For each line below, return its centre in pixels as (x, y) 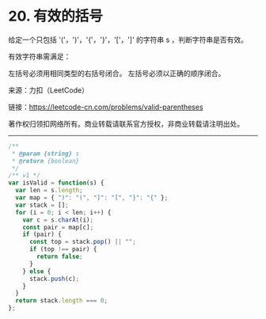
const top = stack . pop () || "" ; (82, 242)
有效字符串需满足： (40, 56)
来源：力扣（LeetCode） (49, 90)
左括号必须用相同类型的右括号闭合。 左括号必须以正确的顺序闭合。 (117, 73)
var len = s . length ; (49, 191)
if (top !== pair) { (63, 249)
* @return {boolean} (46, 161)
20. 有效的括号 (55, 16)
